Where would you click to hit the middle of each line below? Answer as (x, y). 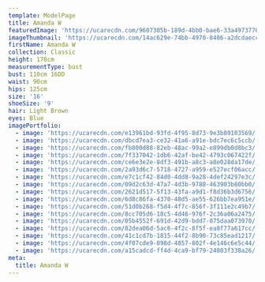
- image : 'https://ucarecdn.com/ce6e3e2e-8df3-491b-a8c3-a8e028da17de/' (137, 163)
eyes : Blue (26, 118)
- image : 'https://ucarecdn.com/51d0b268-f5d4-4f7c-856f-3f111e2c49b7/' (137, 206)
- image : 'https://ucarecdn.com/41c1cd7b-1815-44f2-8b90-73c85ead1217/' (137, 236)
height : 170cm (32, 60)
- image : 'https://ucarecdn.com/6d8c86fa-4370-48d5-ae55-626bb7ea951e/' (137, 199)
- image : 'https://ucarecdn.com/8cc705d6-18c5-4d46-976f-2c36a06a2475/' (137, 214)
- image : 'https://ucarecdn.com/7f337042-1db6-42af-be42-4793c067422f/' (137, 155)
